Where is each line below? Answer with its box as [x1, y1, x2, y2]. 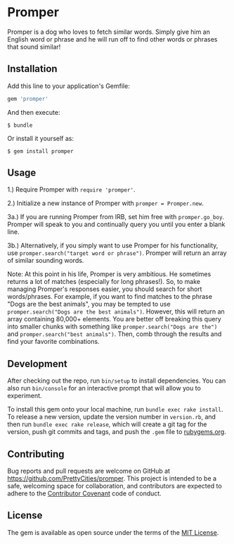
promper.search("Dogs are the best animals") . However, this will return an [7, 307, 225, 316]
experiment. [7, 392, 42, 400]
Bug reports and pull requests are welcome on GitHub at [7, 466, 171, 476]
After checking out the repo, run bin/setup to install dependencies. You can [7, 376, 226, 385]
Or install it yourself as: [7, 134, 74, 142]
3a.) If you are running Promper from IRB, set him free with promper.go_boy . [7, 213, 225, 221]
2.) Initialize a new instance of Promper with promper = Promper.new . [7, 199, 204, 208]
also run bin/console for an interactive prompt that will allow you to [7, 384, 202, 392]
